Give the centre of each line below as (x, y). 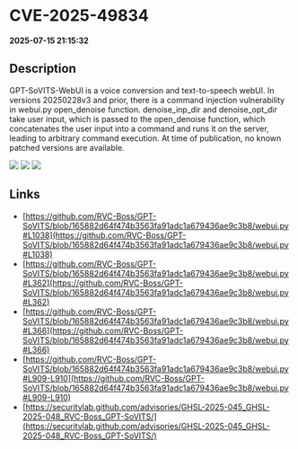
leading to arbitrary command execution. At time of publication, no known (145, 138)
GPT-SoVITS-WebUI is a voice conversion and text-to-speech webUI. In (142, 90)
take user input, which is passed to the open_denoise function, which (137, 119)
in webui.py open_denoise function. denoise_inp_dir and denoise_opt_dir (144, 110)
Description (43, 69)
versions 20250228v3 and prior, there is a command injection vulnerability (147, 100)
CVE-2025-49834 (79, 16)
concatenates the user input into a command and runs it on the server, (139, 128)
